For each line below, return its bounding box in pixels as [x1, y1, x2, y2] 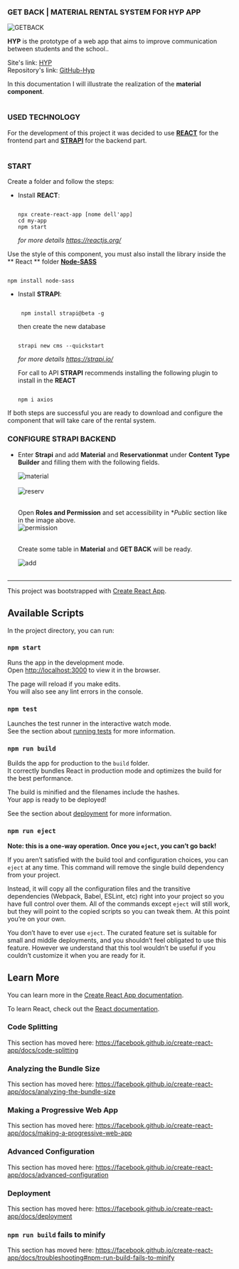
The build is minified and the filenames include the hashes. [7, 788, 180, 797]
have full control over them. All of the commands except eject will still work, [7, 899, 230, 908]
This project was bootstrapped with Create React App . [7, 586, 167, 595]
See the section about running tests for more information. [7, 727, 176, 736]
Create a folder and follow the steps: [7, 177, 115, 186]
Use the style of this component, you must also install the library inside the [7, 250, 226, 258]
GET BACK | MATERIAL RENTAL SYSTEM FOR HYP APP [7, 7, 201, 17]
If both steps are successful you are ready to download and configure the [7, 409, 223, 417]
